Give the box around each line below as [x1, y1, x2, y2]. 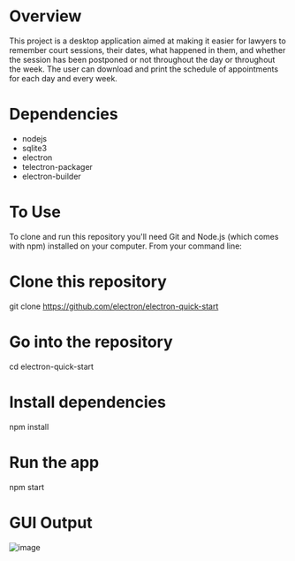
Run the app [9, 452, 100, 473]
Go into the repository [9, 332, 174, 351]
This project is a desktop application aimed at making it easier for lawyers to [9, 35, 287, 46]
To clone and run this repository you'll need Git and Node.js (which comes [9, 231, 279, 242]
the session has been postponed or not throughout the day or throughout [9, 54, 276, 65]
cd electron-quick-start [9, 361, 95, 372]
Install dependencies [9, 392, 166, 412]
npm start [9, 481, 45, 492]
